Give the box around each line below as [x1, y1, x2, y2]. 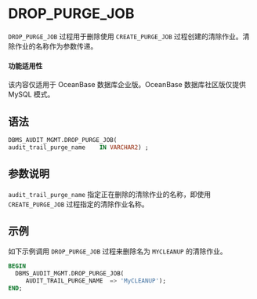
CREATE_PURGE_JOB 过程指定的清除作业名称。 [8, 199, 149, 209]
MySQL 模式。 [8, 89, 55, 99]
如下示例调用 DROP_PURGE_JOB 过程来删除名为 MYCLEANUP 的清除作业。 [8, 246, 227, 256]
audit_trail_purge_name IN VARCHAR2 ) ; [8, 143, 149, 151]
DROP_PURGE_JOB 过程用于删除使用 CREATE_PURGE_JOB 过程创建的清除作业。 [8, 31, 243, 41]
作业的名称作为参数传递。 [14, 41, 98, 51]
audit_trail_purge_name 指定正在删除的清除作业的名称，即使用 [8, 189, 212, 199]
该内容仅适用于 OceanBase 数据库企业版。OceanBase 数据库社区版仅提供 [8, 80, 247, 89]
